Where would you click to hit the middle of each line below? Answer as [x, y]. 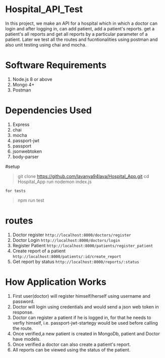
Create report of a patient [39, 251]
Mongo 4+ [23, 84]
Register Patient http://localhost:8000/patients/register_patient [83, 245]
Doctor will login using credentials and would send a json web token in [86, 306]
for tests [16, 191]
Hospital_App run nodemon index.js [54, 182]
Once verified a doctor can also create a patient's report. [72, 344]
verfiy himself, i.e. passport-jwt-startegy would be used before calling [85, 323]
